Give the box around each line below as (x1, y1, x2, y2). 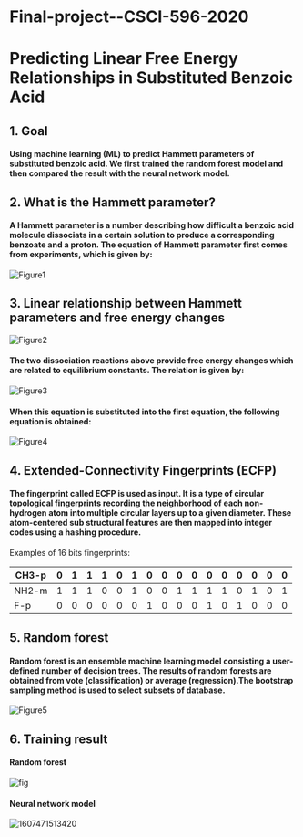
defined (9, 664, 40, 676)
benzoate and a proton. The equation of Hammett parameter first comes (9, 239, 288, 250)
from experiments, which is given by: (9, 249, 153, 260)
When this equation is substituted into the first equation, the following (9, 406, 280, 417)
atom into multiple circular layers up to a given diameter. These (48, 507, 292, 518)
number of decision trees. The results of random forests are (40, 664, 272, 676)
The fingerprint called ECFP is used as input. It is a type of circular (9, 488, 265, 499)
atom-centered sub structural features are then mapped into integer (9, 518, 273, 528)
